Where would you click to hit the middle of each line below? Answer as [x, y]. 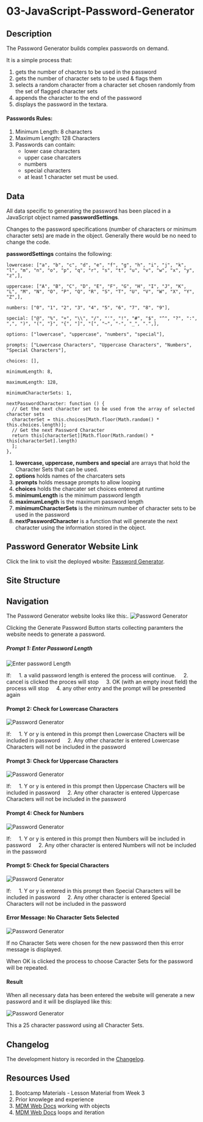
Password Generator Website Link [72, 547]
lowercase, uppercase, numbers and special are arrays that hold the [102, 463]
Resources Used [38, 1078]
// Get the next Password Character [58, 431]
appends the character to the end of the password [78, 98]
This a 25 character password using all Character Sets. [75, 1025]
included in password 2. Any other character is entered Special [88, 897]
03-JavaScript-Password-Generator [101, 11]
